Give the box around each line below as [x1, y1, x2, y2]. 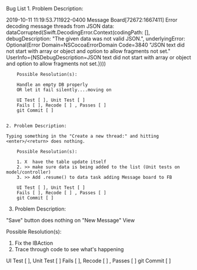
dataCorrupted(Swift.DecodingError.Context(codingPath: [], [6, 29, 150, 36]
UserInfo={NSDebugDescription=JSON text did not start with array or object [6, 54, 191, 61]
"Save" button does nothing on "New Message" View [6, 217, 135, 224]
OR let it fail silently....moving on [16, 87, 112, 93]
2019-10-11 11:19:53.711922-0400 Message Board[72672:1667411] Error [6, 16, 178, 23]
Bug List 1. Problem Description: [6, 5, 84, 12]
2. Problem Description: [6, 123, 67, 129]
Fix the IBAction [14, 239, 54, 246]
